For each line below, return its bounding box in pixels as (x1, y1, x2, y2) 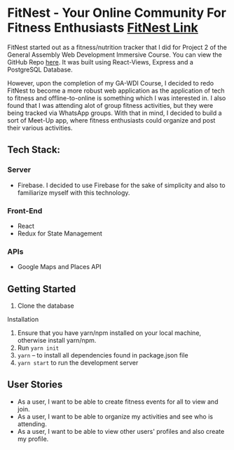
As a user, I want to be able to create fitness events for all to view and (17, 397, 219, 406)
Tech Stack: (7, 144, 61, 156)
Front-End (7, 205, 43, 215)
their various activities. (7, 123, 73, 132)
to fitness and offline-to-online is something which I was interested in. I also (7, 93, 226, 102)
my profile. (17, 435, 49, 443)
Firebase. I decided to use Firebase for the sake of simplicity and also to (17, 181, 226, 189)
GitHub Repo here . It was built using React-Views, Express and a (7, 57, 194, 66)
